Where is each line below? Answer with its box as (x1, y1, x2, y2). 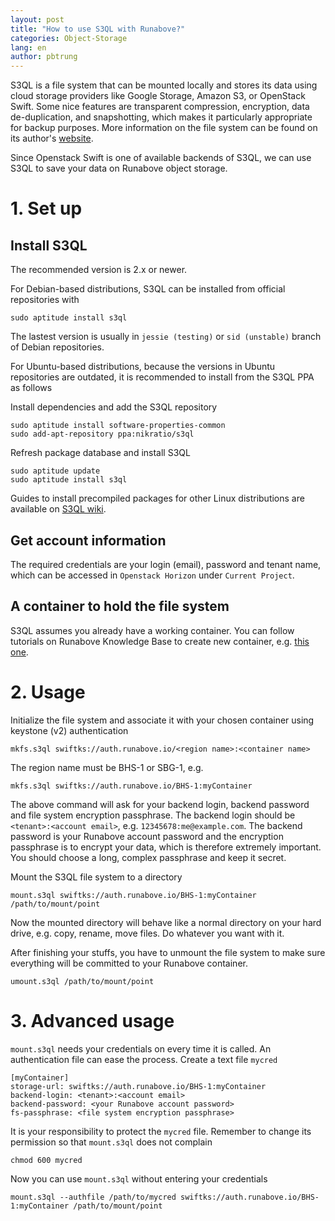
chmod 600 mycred (10, 1155, 83, 1165)
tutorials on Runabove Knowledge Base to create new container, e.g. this (10, 635, 310, 647)
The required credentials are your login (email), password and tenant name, (10, 558, 322, 570)
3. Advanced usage (10, 1009, 175, 1032)
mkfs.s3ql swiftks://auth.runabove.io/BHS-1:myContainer (10, 781, 253, 791)
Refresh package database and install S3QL (10, 447, 191, 459)
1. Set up (10, 197, 83, 220)
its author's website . (10, 132, 94, 145)
